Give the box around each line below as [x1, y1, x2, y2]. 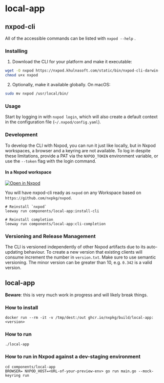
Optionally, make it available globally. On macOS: [12, 82, 111, 88]
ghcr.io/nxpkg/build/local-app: [88, 315, 154, 320]
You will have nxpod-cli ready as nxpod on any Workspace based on [5, 190, 142, 195]
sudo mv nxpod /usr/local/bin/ [5, 91, 69, 96]
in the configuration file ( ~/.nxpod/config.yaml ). [5, 119, 101, 125]
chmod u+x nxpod [5, 73, 38, 78]
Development [5, 131, 38, 138]
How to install [5, 304, 38, 311]
